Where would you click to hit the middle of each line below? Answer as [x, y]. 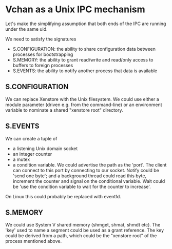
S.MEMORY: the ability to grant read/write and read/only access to [83, 59]
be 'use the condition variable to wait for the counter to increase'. [82, 186]
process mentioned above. [34, 241]
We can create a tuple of [31, 138]
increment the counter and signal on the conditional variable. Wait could [89, 181]
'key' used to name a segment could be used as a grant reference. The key [85, 230]
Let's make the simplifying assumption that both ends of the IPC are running [86, 24]
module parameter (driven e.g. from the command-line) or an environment [84, 105]
